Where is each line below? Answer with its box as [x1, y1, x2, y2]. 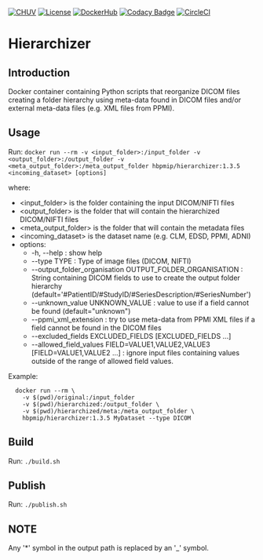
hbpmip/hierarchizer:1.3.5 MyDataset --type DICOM [22, 414, 192, 422]
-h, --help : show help [31, 248, 103, 257]
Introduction [8, 66, 71, 79]
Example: [8, 371, 38, 380]
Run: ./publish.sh [8, 500, 68, 509]
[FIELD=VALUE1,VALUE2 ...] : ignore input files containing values [31, 347, 240, 357]
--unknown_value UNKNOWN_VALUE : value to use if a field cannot [31, 298, 250, 307]
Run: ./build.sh [8, 456, 60, 466]
